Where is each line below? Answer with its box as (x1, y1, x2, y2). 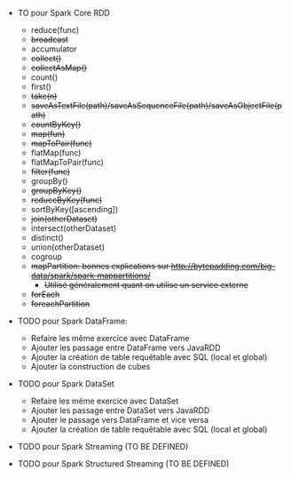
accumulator (30, 44, 77, 54)
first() (30, 82, 51, 92)
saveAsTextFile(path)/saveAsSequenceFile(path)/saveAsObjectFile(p (30, 100, 282, 110)
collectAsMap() (30, 62, 87, 73)
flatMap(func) (30, 147, 82, 158)
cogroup (30, 251, 62, 261)
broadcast (30, 35, 69, 44)
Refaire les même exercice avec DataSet (30, 395, 179, 406)
